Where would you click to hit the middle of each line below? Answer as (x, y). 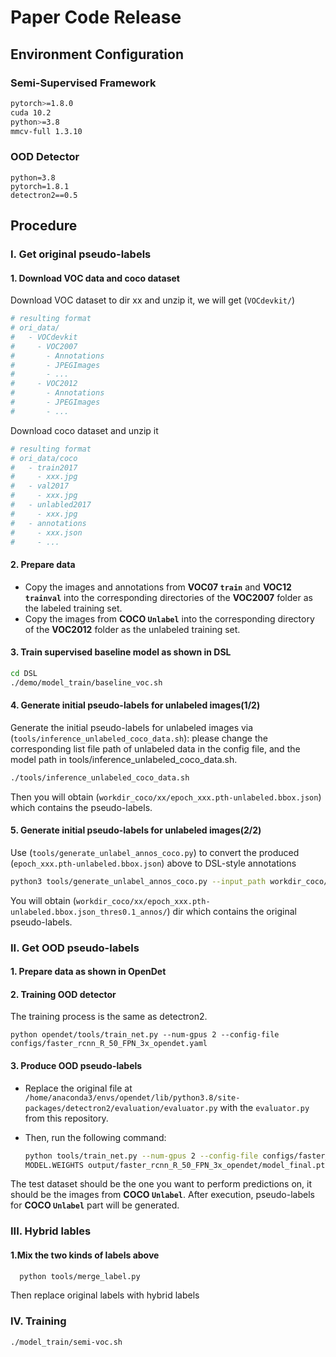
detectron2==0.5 (44, 195)
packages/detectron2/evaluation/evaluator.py (121, 1108)
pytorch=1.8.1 (40, 186)
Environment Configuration (97, 54)
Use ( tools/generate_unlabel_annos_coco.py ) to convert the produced (155, 852)
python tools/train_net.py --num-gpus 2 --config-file (141, 1156)
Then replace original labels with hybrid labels (105, 1295)
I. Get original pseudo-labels (81, 254)
